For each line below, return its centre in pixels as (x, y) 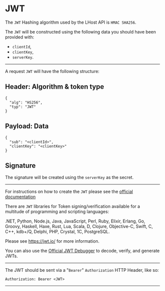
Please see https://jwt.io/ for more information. (52, 241)
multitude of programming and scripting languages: (57, 212)
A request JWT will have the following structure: (52, 71)
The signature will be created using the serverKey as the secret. (69, 178)
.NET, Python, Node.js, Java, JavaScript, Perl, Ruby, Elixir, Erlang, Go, (75, 221)
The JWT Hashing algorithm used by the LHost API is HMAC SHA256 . (71, 22)
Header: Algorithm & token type (55, 87)
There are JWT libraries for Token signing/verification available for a (73, 206)
